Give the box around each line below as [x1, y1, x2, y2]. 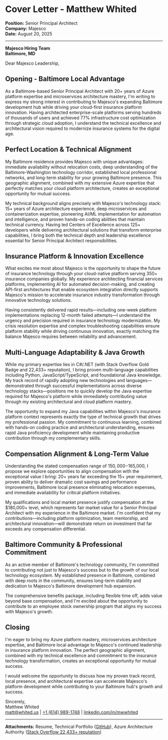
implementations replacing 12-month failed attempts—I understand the [5, 312, 151, 318]
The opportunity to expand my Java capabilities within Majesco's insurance [5, 409, 161, 415]
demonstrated [5, 383, 34, 389]
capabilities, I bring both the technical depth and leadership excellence [5, 232, 151, 238]
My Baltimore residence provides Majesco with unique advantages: [5, 158, 144, 164]
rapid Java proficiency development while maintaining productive [5, 430, 140, 436]
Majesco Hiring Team [5, 45, 50, 51]
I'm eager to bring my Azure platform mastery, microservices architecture [5, 636, 156, 642]
